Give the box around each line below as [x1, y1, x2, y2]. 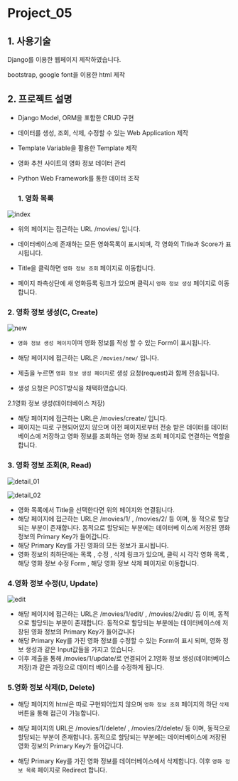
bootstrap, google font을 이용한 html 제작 [7, 70, 126, 79]
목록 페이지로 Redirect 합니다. [26, 766, 108, 775]
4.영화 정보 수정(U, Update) [7, 578, 99, 588]
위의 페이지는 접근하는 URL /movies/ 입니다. [17, 225, 141, 233]
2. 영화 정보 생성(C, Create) [7, 307, 98, 317]
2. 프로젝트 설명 [7, 93, 72, 105]
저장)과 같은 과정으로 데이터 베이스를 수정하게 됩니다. [17, 663, 165, 671]
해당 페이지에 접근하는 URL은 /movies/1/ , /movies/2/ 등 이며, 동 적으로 [17, 514, 217, 523]
